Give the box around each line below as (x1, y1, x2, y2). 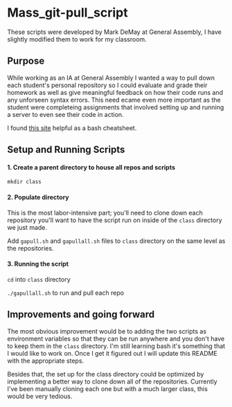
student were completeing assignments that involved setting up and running (7, 102, 224, 111)
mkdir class (7, 179, 42, 186)
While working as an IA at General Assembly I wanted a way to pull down (7, 73, 215, 82)
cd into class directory (7, 275, 71, 283)
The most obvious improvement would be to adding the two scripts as (7, 327, 206, 335)
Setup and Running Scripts (7, 144, 125, 156)
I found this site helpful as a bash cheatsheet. (7, 123, 137, 132)
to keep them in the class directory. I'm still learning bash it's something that (7, 341, 226, 350)
